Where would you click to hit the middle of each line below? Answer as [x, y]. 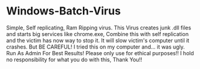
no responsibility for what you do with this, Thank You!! [74, 59]
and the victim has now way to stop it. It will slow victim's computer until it [98, 40]
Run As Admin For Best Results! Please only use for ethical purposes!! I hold [100, 53]
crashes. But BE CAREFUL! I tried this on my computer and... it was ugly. [95, 47]
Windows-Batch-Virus [64, 11]
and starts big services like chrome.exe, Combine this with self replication [98, 34]
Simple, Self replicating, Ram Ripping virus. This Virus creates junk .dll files [99, 28]
